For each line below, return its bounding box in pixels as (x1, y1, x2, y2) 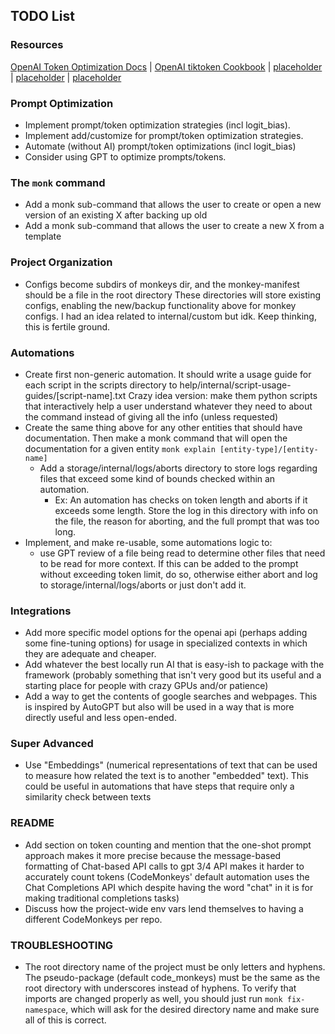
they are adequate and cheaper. (24, 648, 157, 660)
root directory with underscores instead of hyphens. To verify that (24, 982, 297, 994)
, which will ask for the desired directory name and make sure (65, 1004, 320, 1016)
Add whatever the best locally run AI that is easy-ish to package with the (24, 659, 325, 671)
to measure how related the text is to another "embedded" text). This (24, 770, 309, 782)
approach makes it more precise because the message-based (24, 849, 282, 861)
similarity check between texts (24, 791, 152, 803)
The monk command (10, 175, 106, 189)
